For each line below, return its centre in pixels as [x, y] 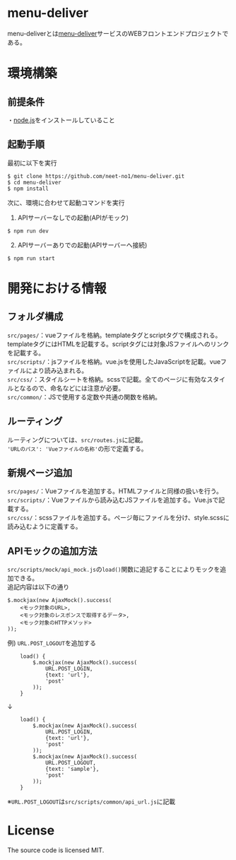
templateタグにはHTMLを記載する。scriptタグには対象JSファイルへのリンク [118, 343]
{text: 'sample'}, [72, 769]
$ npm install [28, 189]
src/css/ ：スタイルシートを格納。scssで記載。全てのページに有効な [107, 379]
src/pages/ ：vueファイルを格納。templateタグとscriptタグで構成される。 [114, 335]
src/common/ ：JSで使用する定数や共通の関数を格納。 [84, 396]
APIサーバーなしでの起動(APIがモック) [73, 218]
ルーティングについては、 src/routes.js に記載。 [77, 440]
